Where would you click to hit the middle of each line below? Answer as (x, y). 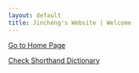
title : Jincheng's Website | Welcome (70, 23)
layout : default (35, 15)
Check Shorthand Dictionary (54, 60)
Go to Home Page (37, 45)
